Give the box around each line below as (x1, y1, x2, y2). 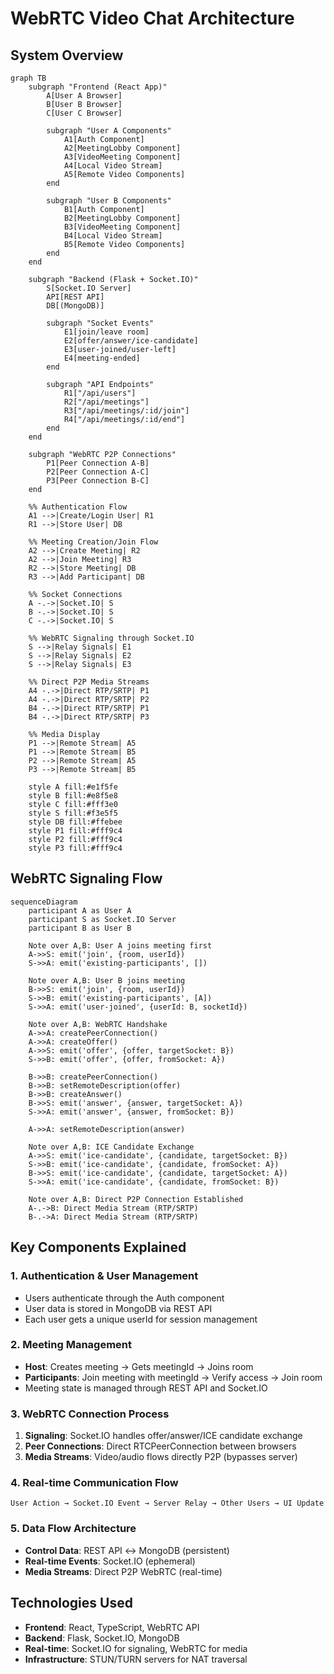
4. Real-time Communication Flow (10, 1476, 179, 1490)
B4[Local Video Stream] (63, 231, 163, 241)
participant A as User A (28, 905, 132, 916)
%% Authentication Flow (28, 502, 128, 512)
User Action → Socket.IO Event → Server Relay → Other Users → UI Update (10, 1498, 325, 1509)
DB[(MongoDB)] (46, 301, 105, 311)
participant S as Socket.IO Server (28, 914, 177, 924)
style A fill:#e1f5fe (28, 782, 118, 792)
